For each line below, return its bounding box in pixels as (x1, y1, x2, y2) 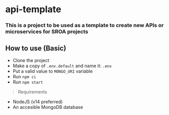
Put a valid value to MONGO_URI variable (12, 68, 93, 74)
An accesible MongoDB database (12, 104, 83, 110)
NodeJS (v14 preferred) (12, 98, 63, 105)
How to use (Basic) (5, 44, 66, 52)
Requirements (17, 89, 47, 95)
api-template (5, 4, 61, 15)
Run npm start (12, 79, 43, 85)
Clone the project (12, 57, 50, 63)
